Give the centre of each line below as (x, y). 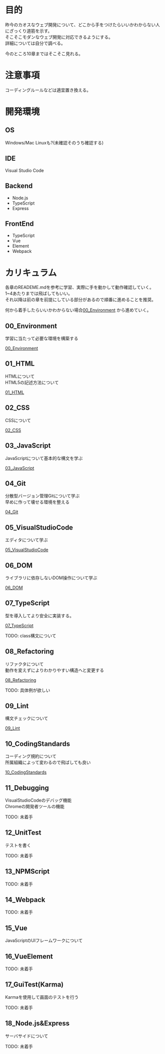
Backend (19, 186)
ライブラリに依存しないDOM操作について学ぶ (51, 578)
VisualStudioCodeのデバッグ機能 (38, 800)
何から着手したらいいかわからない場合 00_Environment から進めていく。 (78, 310)
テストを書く (18, 845)
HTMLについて (20, 376)
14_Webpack (25, 900)
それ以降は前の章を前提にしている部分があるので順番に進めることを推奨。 (81, 300)
